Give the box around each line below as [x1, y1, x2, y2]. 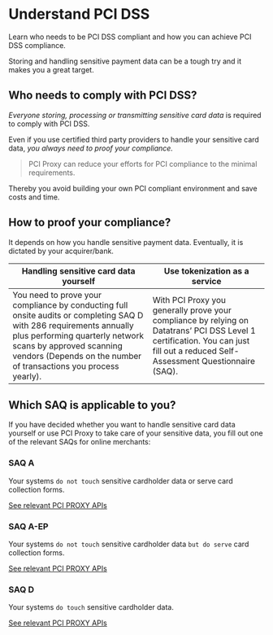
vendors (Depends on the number [12, 350, 142, 361]
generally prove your [152, 304, 232, 316]
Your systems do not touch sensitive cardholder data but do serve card [8, 539, 249, 549]
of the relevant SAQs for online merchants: [8, 437, 151, 447]
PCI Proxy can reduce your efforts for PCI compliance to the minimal [28, 159, 258, 169]
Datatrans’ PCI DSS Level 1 [152, 325, 256, 336]
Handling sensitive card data [21, 265, 136, 277]
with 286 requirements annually [12, 319, 134, 331]
